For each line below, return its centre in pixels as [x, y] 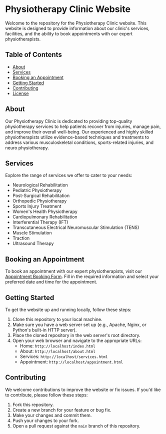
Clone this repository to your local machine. [57, 319]
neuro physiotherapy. [27, 147]
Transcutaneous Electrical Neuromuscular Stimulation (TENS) [76, 227]
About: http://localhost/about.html [58, 351]
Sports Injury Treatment [37, 206]
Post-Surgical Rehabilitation [41, 195]
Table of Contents [34, 55]
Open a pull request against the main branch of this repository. [76, 425]
